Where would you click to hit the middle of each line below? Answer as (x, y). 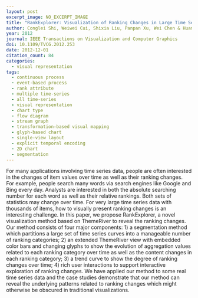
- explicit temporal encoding (48, 143)
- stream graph (30, 122)
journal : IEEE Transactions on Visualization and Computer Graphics (92, 39)
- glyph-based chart (37, 132)
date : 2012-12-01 (27, 50)
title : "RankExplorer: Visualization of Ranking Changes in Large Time (96, 22)
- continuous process (38, 77)
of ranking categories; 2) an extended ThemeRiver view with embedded (93, 240)
